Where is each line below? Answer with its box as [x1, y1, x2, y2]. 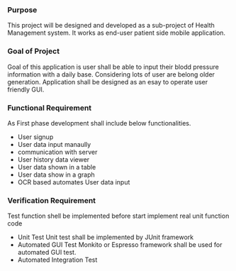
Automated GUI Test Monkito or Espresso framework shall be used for [17, 240, 223, 249]
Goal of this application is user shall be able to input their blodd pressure [7, 62, 220, 71]
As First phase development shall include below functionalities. [7, 118, 191, 127]
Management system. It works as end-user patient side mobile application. [7, 28, 225, 37]
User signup [17, 133, 54, 141]
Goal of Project [7, 46, 60, 56]
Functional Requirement [7, 103, 92, 113]
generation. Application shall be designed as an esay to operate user [7, 77, 208, 86]
